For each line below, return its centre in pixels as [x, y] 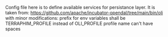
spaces [13, 29]
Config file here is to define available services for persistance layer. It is [80, 7]
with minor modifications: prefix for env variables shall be [65, 18]
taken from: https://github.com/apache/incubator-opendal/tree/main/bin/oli [84, 13]
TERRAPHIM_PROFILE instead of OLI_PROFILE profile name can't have [79, 23]
